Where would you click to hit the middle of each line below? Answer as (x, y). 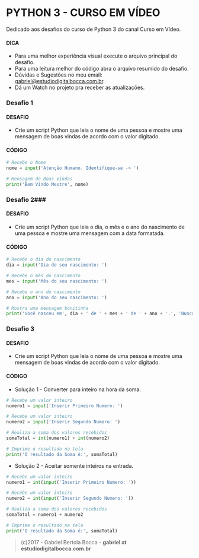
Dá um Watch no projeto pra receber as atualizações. (80, 88)
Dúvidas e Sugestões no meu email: (58, 75)
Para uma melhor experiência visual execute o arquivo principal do (96, 56)
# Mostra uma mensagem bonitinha (47, 308)
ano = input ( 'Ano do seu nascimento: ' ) (57, 297)
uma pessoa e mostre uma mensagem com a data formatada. (90, 233)
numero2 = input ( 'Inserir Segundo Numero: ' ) (63, 422)
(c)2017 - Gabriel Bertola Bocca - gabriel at (73, 542)
